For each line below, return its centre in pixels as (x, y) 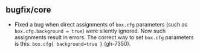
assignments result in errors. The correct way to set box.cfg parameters (104, 37)
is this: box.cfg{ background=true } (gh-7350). (73, 43)
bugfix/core (28, 10)
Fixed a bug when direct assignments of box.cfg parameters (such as (101, 24)
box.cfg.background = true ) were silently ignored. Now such (90, 31)
